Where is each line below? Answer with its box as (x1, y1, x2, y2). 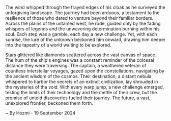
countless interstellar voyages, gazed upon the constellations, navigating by (5, 68, 164, 74)
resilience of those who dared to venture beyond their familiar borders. (5, 15, 154, 21)
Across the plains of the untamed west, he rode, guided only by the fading (5, 20, 161, 26)
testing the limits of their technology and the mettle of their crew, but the (5, 90, 157, 95)
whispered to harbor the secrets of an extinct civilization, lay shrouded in (5, 78, 158, 85)
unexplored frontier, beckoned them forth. (5, 100, 93, 106)
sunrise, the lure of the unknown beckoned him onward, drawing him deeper (5, 36, 166, 43)
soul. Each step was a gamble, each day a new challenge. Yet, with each (5, 31, 157, 37)
